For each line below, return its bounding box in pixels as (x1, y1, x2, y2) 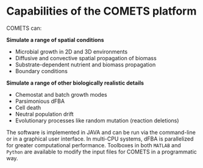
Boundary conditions (15, 67, 68, 74)
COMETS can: (6, 24, 42, 32)
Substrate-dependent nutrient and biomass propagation (15, 61, 156, 68)
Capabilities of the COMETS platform (6, 4, 197, 18)
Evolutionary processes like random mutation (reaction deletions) (15, 117, 179, 124)
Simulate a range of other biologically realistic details (6, 79, 144, 86)
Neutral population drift (15, 110, 74, 117)
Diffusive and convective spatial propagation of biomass (15, 54, 157, 61)
